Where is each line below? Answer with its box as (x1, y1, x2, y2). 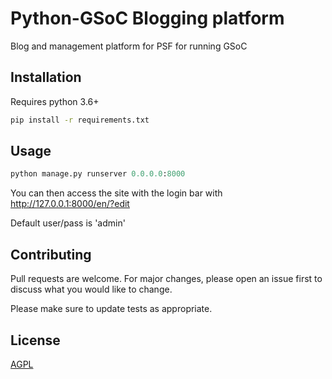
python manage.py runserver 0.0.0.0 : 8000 (10, 169, 186, 179)
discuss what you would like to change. (10, 283, 173, 296)
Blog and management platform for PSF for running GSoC (10, 40, 248, 52)
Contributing (10, 246, 92, 263)
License (10, 332, 61, 349)
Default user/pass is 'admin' (10, 217, 126, 229)
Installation (10, 69, 82, 86)
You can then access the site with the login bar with (10, 187, 223, 199)
